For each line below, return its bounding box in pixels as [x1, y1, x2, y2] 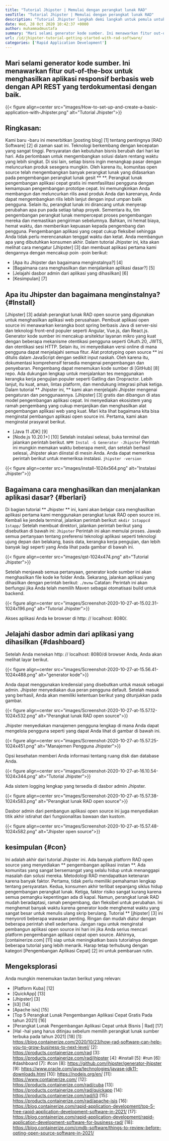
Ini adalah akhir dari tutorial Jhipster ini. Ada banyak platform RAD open [5, 856, 153, 862]
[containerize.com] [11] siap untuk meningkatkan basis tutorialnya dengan [5, 937, 158, 943]
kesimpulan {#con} [5, 843, 67, 852]
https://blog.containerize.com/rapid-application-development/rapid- [12, 1114, 154, 1120]
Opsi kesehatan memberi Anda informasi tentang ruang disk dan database [5, 752, 159, 758]
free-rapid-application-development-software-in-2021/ [12, 1109, 127, 1115]
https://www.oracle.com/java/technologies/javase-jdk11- [21, 1066, 138, 1072]
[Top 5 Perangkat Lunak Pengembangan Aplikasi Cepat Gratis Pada [12, 1012, 152, 1018]
